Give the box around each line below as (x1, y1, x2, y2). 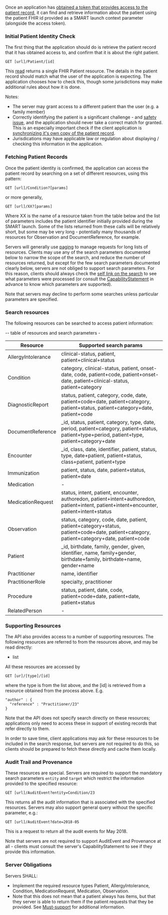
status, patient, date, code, (60, 586, 124, 593)
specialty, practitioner (60, 578, 112, 585)
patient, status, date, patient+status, (60, 466, 146, 473)
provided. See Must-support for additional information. (12, 904, 125, 910)
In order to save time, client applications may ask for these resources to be (5, 736, 159, 742)
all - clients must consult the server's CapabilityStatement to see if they (5, 844, 152, 850)
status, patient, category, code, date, (60, 391, 147, 398)
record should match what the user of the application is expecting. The (5, 73, 151, 79)
